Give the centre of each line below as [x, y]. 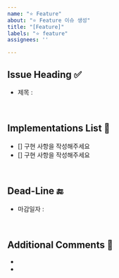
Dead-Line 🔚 [35, 191]
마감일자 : [31, 208]
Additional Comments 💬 [60, 245]
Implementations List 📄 [59, 128]
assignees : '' [28, 40]
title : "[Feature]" [36, 27]
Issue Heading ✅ [45, 74]
